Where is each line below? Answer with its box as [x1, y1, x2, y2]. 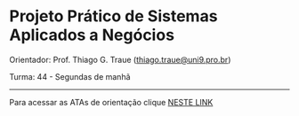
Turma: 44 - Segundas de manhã [9, 71, 131, 81]
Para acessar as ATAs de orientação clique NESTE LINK [9, 97, 214, 107]
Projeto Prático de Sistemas [9, 6, 218, 27]
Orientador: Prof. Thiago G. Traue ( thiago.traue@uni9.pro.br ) [9, 54, 231, 65]
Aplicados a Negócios [9, 25, 175, 45]
